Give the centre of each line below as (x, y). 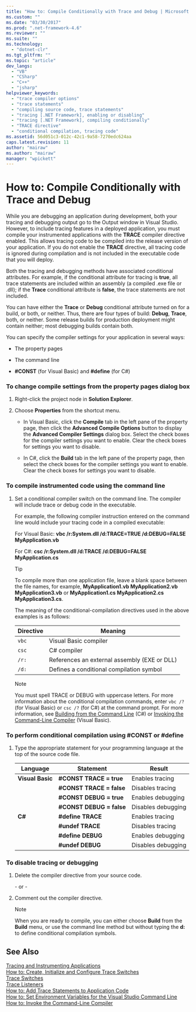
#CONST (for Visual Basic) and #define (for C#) (72, 371)
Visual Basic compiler (78, 641)
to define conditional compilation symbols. (65, 933)
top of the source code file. (47, 754)
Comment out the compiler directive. (59, 898)
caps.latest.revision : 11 (37, 142)
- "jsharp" (24, 88)
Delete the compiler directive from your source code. (78, 876)
